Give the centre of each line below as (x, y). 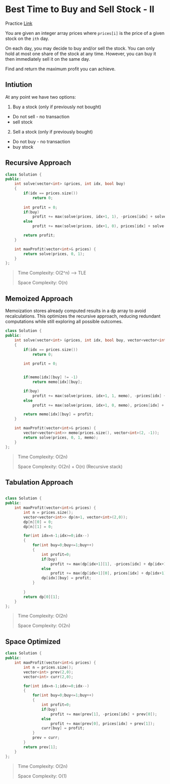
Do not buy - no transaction (41, 141)
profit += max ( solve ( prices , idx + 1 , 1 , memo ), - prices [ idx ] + (99, 396)
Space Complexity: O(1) (42, 776)
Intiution (19, 85)
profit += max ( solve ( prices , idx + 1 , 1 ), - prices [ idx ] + (92, 217)
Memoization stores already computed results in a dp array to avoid (76, 311)
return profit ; (39, 235)
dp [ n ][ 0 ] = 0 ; (38, 522)
